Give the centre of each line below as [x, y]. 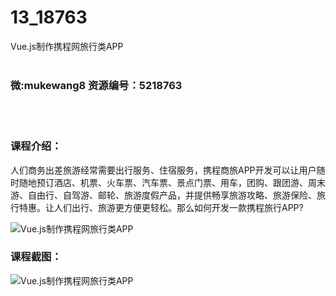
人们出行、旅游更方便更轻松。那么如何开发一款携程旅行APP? [178, 207]
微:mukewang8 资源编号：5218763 [96, 85]
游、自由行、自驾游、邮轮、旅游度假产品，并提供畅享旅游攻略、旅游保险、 [163, 195]
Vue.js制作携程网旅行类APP [67, 46]
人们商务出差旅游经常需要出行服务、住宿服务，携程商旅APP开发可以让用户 [163, 170]
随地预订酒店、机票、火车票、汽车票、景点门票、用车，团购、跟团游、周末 [172, 182]
